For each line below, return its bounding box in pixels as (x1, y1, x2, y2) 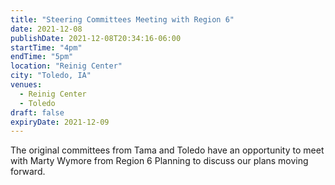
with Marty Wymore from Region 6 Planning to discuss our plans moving (10, 155, 309, 167)
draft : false (10, 107, 65, 118)
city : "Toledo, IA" (10, 71, 92, 81)
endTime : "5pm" (10, 52, 74, 62)
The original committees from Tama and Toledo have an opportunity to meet (10, 144, 325, 156)
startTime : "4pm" (10, 42, 83, 53)
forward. (10, 166, 46, 178)
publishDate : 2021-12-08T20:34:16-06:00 (10, 33, 182, 43)
